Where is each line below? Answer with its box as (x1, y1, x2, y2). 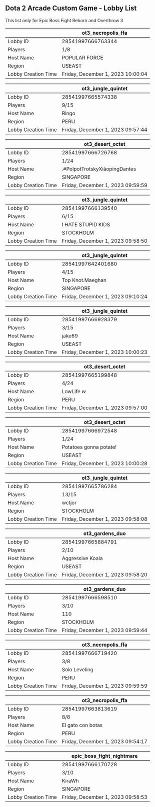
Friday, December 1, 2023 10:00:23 (61, 348, 147, 355)
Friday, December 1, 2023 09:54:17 (61, 738, 147, 745)
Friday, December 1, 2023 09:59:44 (61, 626, 147, 634)
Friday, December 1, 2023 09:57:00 (61, 404, 147, 411)
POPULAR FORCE (61, 54, 103, 61)
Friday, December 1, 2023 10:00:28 (61, 460, 147, 467)
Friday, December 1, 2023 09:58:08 (61, 515, 147, 522)
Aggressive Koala (61, 555, 103, 562)
